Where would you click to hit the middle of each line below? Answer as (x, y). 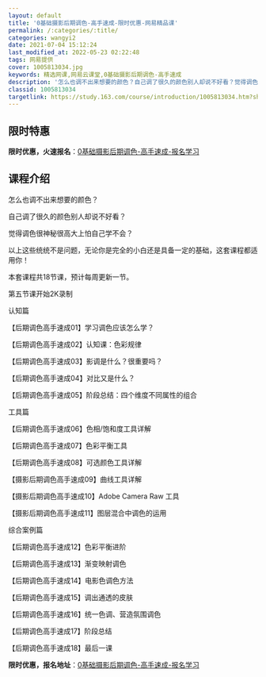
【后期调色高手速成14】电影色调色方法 (71, 580)
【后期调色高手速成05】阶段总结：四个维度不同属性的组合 (103, 394)
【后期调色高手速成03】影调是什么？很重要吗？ (85, 361)
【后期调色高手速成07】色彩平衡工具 (68, 445)
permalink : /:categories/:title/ (63, 30)
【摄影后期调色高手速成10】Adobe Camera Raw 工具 (94, 496)
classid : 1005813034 (42, 89)
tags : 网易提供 (31, 60)
